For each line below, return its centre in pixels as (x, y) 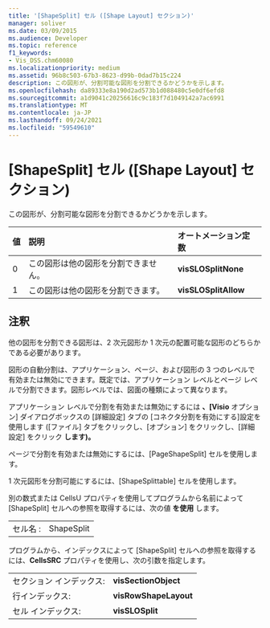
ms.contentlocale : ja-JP (50, 113)
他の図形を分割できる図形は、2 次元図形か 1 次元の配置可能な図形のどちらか (135, 342)
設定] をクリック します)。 (52, 436)
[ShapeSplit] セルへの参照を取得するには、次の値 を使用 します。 (116, 508)
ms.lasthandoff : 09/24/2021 (55, 120)
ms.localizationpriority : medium (64, 68)
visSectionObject (147, 581)
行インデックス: (41, 596)
